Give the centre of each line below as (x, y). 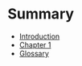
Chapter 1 (35, 44)
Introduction (39, 36)
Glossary (34, 53)
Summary (41, 14)
